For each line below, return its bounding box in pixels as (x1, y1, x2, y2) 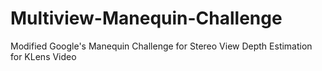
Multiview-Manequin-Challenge (10, 7, 283, 30)
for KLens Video (10, 50, 77, 62)
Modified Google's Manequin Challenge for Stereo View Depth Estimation (10, 40, 313, 52)
